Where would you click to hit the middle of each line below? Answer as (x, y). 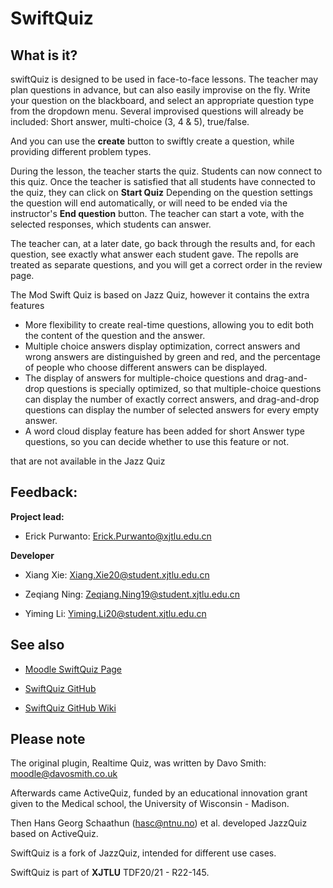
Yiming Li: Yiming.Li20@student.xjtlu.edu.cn (115, 613)
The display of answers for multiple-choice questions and (143, 378)
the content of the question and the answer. (115, 335)
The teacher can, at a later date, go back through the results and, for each (163, 243)
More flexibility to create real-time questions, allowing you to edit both (169, 325)
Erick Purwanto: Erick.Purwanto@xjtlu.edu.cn (118, 536)
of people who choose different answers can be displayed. (146, 367)
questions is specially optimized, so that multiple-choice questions (184, 388)
